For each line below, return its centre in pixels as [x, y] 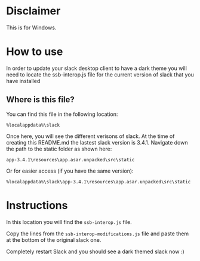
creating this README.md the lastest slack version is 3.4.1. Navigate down [97, 142]
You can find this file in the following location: [62, 114]
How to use [35, 52]
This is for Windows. [31, 27]
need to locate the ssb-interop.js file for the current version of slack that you [100, 74]
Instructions [37, 205]
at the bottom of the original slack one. [54, 239]
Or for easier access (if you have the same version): [70, 171]
